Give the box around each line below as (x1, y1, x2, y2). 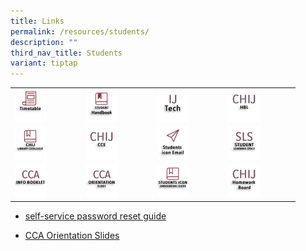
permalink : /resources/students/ (10, 26, 150, 37)
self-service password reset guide (24, 210, 167, 222)
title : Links (10, 16, 65, 26)
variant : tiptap (10, 58, 78, 69)
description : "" (10, 37, 78, 47)
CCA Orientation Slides (24, 229, 120, 241)
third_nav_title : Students (10, 48, 123, 58)
